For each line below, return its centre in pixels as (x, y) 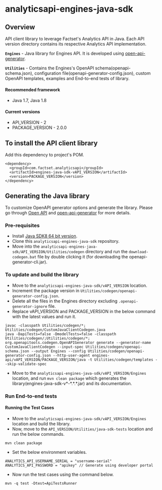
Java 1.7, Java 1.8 (29, 101)
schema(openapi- (113, 68)
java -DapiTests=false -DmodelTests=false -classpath (61, 334)
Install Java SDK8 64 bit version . (45, 236)
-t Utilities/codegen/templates (120, 360)
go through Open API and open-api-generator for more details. (68, 213)
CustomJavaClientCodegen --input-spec (44, 347)
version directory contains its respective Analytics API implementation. (76, 44)
